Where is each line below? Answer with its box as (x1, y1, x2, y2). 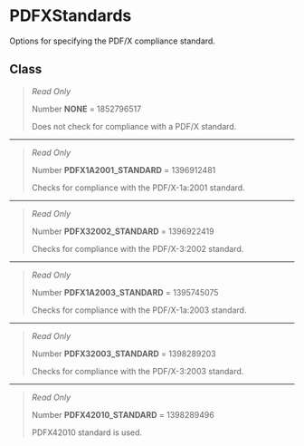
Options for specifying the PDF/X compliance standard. (9, 35, 215, 46)
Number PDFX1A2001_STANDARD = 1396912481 (31, 164, 216, 175)
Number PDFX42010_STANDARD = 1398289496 (31, 409, 214, 420)
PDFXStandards (9, 5, 132, 26)
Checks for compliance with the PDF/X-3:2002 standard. (31, 243, 244, 254)
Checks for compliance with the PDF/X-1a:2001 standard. (31, 182, 246, 193)
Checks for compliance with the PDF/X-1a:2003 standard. (31, 305, 247, 315)
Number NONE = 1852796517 (31, 103, 142, 114)
